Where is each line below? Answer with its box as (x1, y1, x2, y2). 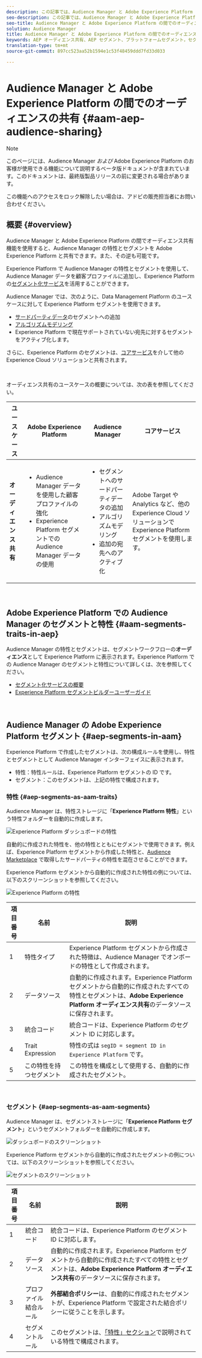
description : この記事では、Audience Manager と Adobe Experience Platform (6, 8, 194, 15)
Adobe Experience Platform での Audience (6, 608, 168, 618)
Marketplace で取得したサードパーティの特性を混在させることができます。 (6, 856, 191, 863)
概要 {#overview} (6, 220, 72, 230)
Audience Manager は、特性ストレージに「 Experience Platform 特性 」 (6, 808, 182, 815)
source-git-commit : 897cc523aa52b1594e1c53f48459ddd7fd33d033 (6, 48, 165, 54)
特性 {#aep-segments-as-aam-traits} (6, 793, 118, 801)
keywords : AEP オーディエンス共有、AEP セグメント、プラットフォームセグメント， (6, 37, 188, 43)
